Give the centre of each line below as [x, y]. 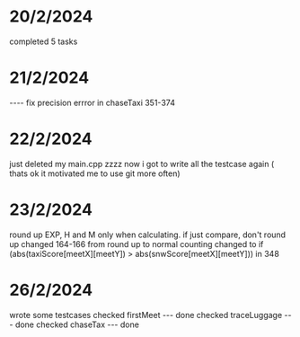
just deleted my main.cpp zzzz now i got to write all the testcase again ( [142, 164]
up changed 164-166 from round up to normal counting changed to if [137, 244]
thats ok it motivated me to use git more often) [95, 173]
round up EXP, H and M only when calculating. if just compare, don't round [147, 235]
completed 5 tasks [44, 41]
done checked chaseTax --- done [77, 324]
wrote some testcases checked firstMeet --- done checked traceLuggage [146, 315]
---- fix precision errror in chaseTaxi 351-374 [92, 102]
